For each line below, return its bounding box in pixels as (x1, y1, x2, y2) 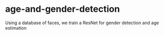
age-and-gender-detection (5, 3, 120, 15)
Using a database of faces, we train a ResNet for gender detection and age (5, 20, 160, 26)
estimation (5, 25, 27, 31)
